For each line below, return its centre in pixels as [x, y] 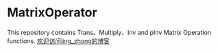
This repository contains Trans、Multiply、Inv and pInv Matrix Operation [109, 32]
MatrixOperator [52, 13]
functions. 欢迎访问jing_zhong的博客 [59, 41]
